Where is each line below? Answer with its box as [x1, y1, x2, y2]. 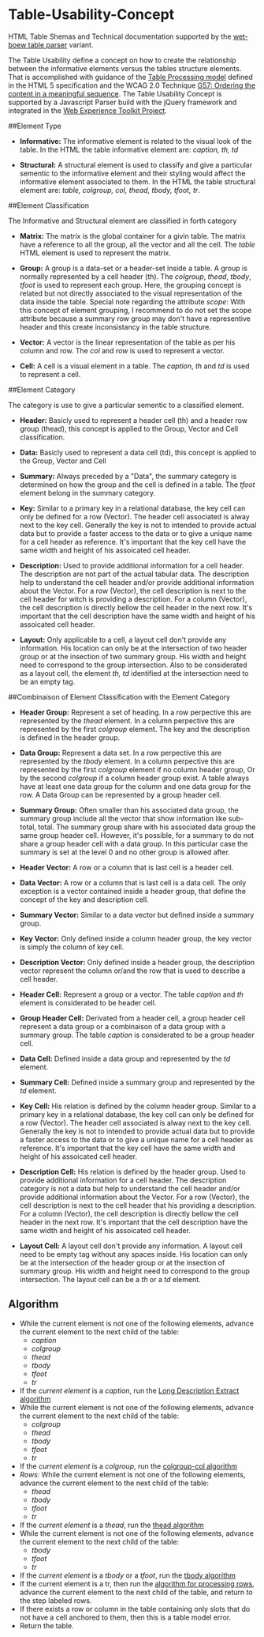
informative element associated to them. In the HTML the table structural [19, 176, 256, 187]
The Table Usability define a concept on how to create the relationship [8, 55, 236, 65]
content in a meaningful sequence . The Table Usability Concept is [8, 89, 222, 98]
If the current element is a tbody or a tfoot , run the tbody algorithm [19, 1571, 236, 1580]
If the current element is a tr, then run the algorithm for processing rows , [19, 1579, 255, 1588]
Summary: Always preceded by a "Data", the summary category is [19, 471, 237, 481]
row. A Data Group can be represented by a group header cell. [19, 790, 222, 799]
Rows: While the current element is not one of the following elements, [19, 1469, 246, 1479]
